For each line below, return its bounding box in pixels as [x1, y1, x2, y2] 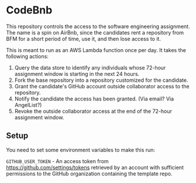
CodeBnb [6, 4, 53, 17]
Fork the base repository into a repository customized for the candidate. [14, 77, 188, 84]
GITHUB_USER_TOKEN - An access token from [6, 157, 109, 164]
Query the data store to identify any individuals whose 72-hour [14, 64, 166, 71]
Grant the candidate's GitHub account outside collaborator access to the [14, 82, 190, 89]
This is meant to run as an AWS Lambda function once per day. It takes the [6, 46, 186, 53]
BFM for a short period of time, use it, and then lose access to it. [6, 35, 161, 42]
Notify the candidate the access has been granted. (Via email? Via [14, 95, 174, 102]
